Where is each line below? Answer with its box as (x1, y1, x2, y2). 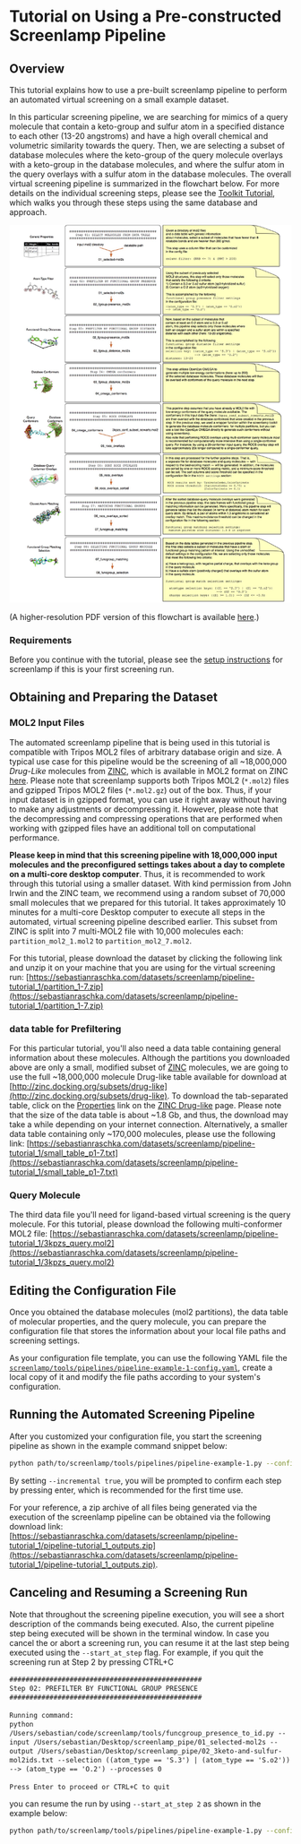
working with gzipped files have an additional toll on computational (9, 823, 256, 833)
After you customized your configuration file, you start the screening (9, 1431, 262, 1442)
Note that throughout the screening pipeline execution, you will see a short (9, 1608, 285, 1619)
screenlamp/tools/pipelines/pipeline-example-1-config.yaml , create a (9, 1362, 273, 1373)
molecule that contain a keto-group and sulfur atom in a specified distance (9, 121, 285, 132)
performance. (9, 832, 60, 843)
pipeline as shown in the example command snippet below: (9, 1440, 228, 1451)
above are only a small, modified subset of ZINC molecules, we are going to (9, 1062, 288, 1073)
